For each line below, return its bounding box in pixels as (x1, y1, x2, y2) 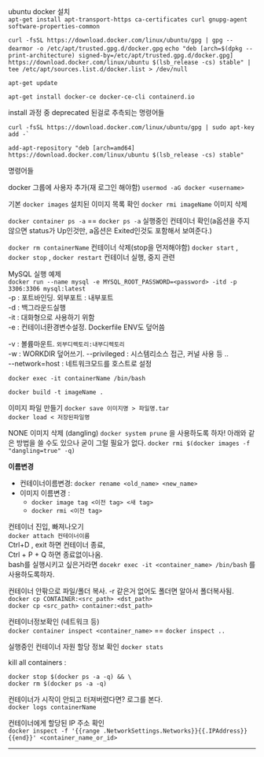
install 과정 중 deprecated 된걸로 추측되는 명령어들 (8, 108, 165, 117)
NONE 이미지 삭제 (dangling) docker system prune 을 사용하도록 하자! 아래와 (8, 429, 247, 437)
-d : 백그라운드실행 (8, 302, 67, 312)
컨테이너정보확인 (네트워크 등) (8, 617, 100, 626)
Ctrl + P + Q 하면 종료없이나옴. (8, 550, 104, 559)
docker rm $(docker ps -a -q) (8, 680, 108, 688)
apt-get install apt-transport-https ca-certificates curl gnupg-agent (8, 16, 247, 24)
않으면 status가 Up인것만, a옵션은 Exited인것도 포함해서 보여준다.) (8, 226, 212, 235)
